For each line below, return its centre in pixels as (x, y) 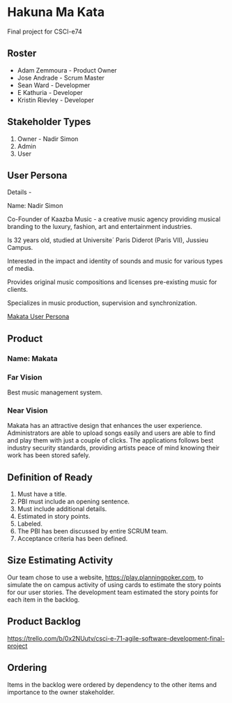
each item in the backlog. (44, 599)
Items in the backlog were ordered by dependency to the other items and (112, 684)
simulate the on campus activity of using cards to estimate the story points (114, 584)
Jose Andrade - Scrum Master (61, 77)
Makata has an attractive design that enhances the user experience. (105, 426)
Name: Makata (32, 358)
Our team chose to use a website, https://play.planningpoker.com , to (106, 577)
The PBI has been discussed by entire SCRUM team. (93, 531)
